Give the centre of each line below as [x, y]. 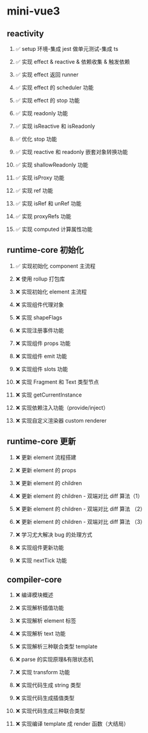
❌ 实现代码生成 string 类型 [48, 685]
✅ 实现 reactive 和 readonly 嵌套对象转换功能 [72, 152]
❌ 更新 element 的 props [46, 470]
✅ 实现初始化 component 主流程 [56, 266]
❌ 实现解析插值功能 [40, 608]
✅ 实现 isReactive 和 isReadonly [55, 126]
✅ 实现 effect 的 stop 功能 [48, 100]
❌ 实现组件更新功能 [40, 547]
